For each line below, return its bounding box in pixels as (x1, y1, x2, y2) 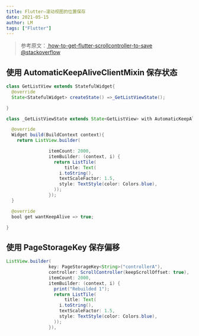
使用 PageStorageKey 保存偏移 (6, 242, 120, 252)
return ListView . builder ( (17, 137, 81, 144)
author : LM (6, 20, 33, 25)
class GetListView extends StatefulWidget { (6, 83, 115, 89)
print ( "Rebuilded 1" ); (53, 286, 110, 292)
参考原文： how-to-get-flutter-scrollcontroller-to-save (20, 42, 153, 49)
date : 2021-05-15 (6, 14, 49, 20)
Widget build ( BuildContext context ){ (11, 132, 105, 138)
